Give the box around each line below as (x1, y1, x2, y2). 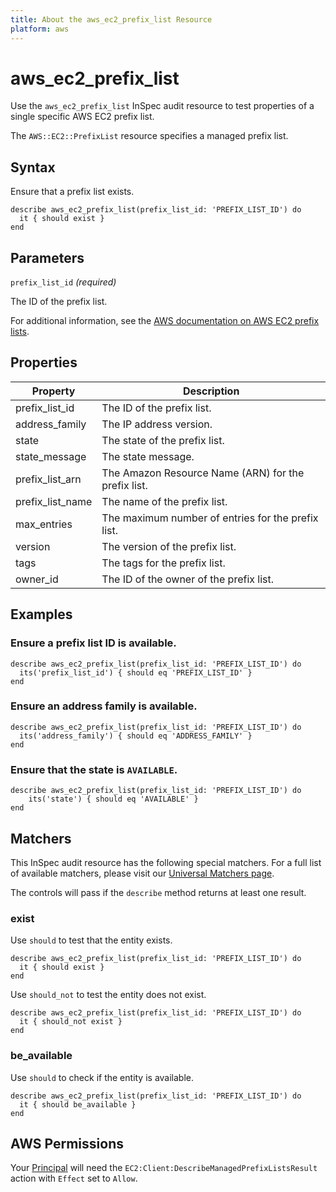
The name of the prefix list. (101, 494, 228, 508)
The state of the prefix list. (101, 433, 225, 447)
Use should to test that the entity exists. (10, 934, 173, 946)
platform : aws (10, 24, 70, 34)
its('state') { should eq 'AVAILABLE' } (28, 794, 199, 805)
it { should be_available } (19, 1099, 137, 1110)
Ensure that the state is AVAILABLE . (10, 762, 178, 776)
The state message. (101, 449, 195, 463)
